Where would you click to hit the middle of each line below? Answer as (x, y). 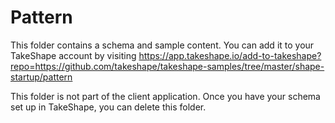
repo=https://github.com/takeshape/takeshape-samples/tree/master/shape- (167, 66)
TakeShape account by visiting (73, 55)
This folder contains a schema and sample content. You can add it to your (162, 45)
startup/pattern (41, 77)
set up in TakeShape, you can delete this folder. (108, 107)
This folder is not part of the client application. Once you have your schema (165, 96)
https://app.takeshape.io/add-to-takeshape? (230, 55)
